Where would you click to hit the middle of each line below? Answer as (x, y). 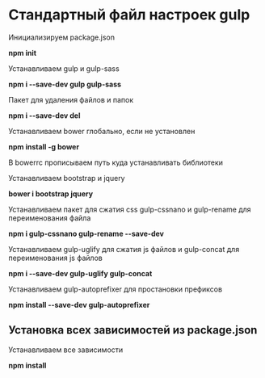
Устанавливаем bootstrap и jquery (67, 178)
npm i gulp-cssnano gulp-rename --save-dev (86, 233)
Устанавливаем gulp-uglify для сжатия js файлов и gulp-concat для (124, 249)
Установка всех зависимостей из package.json (133, 330)
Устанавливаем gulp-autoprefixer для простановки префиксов (116, 289)
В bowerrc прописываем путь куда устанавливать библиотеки (116, 162)
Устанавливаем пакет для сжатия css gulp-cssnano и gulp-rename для (130, 209)
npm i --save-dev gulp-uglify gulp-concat (80, 273)
